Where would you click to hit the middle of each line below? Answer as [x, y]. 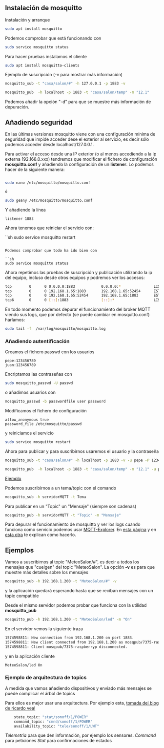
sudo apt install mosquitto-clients [42, 65]
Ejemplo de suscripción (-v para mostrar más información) [64, 75]
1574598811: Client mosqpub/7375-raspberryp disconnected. [66, 647]
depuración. [17, 107]
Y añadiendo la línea [26, 210]
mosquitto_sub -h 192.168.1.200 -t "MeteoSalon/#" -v [61, 581]
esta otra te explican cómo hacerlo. [41, 535]
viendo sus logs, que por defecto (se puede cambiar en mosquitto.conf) [77, 315]
